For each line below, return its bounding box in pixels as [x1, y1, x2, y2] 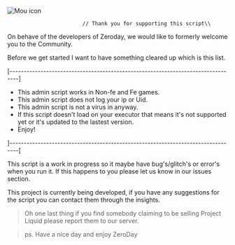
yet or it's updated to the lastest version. [17, 118, 134, 126]
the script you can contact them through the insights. [7, 196, 161, 204]
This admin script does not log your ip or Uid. [17, 95, 148, 104]
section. [7, 175, 31, 183]
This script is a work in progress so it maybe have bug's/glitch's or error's [7, 160, 220, 168]
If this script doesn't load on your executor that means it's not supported [17, 111, 227, 118]
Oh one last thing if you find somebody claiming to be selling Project [24, 209, 222, 217]
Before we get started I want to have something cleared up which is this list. [7, 53, 226, 62]
